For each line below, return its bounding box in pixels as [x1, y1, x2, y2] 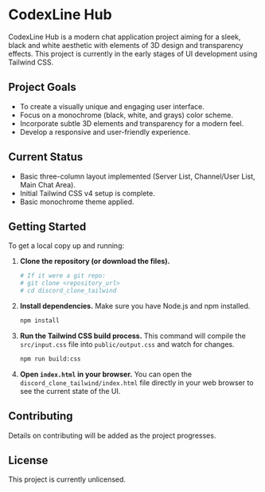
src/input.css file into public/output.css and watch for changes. [19, 339, 235, 348]
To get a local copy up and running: [8, 241, 125, 250]
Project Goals [8, 81, 77, 94]
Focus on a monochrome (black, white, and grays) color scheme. [19, 110, 233, 120]
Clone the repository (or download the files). [19, 257, 170, 266]
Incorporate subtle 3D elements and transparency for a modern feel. [19, 118, 244, 128]
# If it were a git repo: [19, 272, 106, 280]
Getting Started [8, 219, 87, 233]
